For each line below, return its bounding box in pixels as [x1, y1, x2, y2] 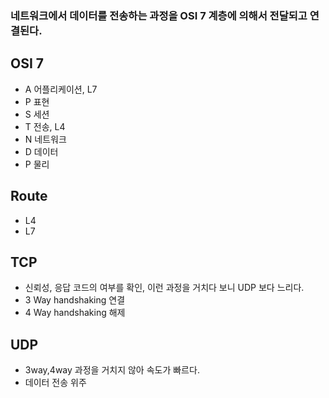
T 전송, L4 [24, 120, 66, 132]
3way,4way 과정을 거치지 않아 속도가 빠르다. [24, 364, 200, 376]
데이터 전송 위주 [24, 377, 87, 389]
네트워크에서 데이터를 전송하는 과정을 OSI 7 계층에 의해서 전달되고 [10, 8, 308, 22]
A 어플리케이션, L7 [24, 83, 98, 95]
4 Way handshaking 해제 [24, 307, 126, 319]
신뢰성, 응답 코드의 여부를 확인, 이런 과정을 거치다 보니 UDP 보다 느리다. [24, 282, 305, 294]
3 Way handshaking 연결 [24, 294, 126, 306]
